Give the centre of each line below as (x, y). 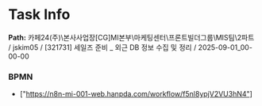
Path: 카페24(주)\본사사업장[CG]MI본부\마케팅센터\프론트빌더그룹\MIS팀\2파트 (131, 37)
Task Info (39, 15)
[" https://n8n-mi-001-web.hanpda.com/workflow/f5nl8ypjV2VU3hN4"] (136, 94)
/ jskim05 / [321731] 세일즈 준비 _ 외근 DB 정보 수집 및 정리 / (102, 47)
